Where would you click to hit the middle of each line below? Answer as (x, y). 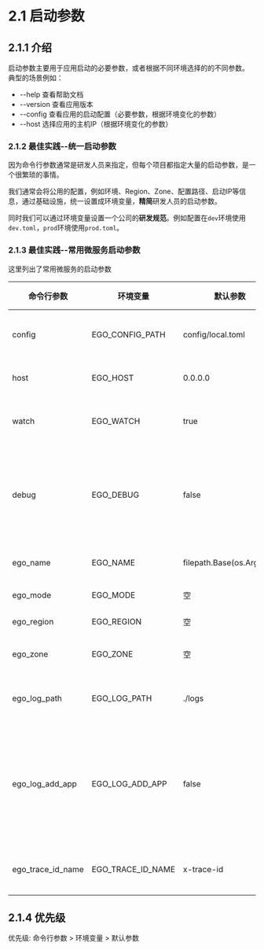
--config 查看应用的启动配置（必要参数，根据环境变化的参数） (120, 114)
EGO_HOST (113, 377)
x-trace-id (203, 869)
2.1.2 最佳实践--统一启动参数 (62, 146)
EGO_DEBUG (115, 495)
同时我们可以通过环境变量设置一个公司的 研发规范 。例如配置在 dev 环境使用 (127, 218)
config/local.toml (214, 334)
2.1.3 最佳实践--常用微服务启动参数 (74, 250)
